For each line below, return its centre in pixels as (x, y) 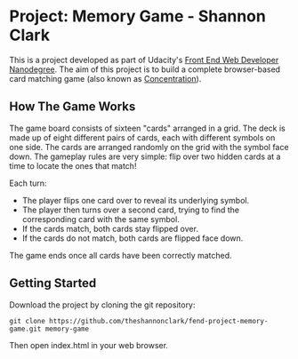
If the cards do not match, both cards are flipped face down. (133, 238)
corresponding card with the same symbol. (101, 219)
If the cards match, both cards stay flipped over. (110, 228)
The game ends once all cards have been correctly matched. (121, 255)
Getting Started (53, 283)
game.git (25, 329)
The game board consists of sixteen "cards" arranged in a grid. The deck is (148, 128)
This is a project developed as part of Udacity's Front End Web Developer (144, 60)
